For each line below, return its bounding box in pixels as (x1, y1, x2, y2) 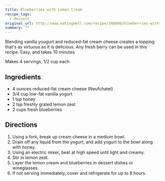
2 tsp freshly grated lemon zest (12, 101, 76, 107)
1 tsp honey (12, 96, 36, 102)
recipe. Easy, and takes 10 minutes (5, 49, 75, 55)
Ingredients (5, 73, 41, 81)
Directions (5, 121, 38, 129)
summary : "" (5, 25, 29, 30)
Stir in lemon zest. (12, 155, 49, 160)
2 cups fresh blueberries (12, 106, 62, 113)
